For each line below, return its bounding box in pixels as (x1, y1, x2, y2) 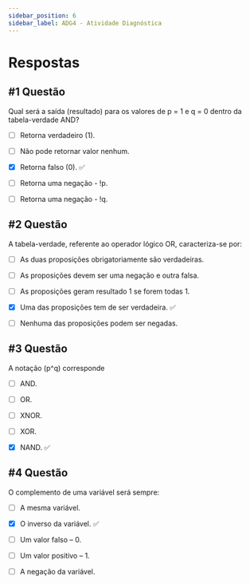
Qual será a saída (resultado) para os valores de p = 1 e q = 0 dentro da (8, 106, 242, 116)
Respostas (8, 53, 80, 72)
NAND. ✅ (19, 443, 50, 452)
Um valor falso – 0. (19, 535, 82, 544)
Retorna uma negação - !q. (19, 194, 108, 203)
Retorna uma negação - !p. (19, 178, 108, 187)
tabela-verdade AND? (8, 115, 80, 124)
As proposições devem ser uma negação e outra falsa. (19, 270, 200, 280)
